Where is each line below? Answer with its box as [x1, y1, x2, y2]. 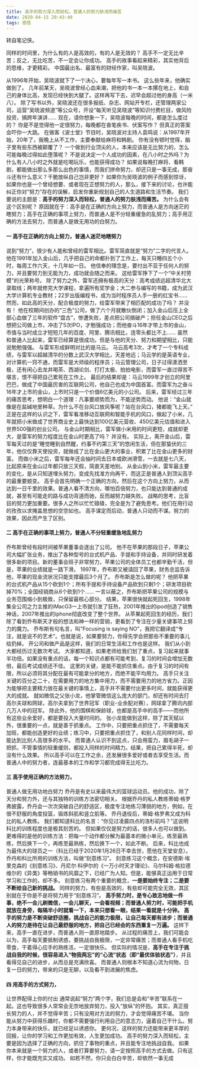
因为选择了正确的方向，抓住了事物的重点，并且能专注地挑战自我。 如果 [16, 1040, 190, 1047]
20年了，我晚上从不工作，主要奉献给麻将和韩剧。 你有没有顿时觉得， [16, 136, 185, 143]
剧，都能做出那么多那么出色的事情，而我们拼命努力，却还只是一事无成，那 [6, 166, 188, 173]
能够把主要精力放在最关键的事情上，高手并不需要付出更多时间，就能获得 [11, 684, 188, 692]
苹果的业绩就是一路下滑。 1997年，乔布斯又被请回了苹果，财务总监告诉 [16, 566, 191, 573]
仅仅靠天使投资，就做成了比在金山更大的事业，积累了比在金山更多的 [21, 447, 188, 454]
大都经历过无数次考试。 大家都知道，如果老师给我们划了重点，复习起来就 [6, 647, 184, 654]
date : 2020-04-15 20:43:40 [6, 14, 73, 20]
